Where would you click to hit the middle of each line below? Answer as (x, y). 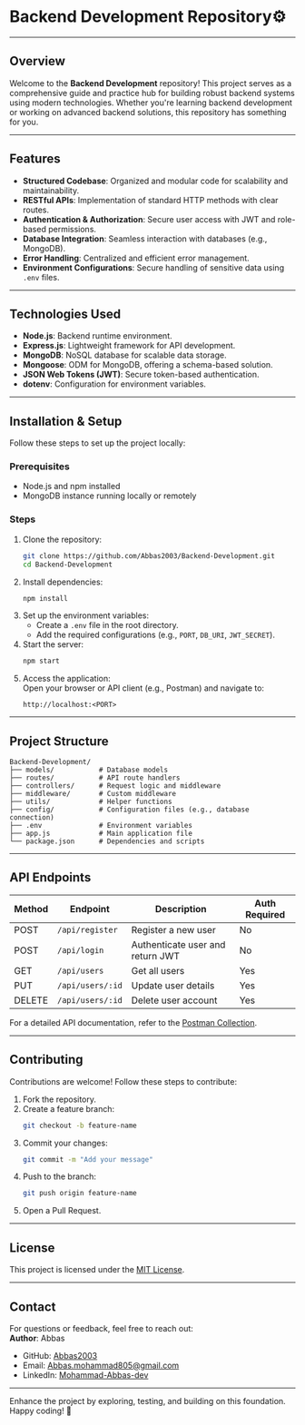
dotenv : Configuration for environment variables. (114, 384)
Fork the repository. (59, 1099)
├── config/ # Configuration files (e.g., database (129, 810)
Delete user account (174, 1000)
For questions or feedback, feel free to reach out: (101, 1328)
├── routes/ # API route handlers (95, 778)
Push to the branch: (59, 1176)
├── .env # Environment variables (101, 826)
